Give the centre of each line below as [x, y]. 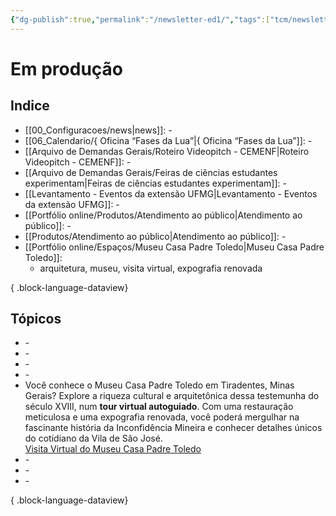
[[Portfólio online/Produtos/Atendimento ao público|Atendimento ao [163, 215]
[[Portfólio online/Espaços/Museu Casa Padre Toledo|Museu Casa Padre [174, 247]
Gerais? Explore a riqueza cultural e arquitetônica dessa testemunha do [172, 396]
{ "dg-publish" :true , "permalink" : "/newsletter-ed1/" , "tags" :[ [140, 19]
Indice [30, 106]
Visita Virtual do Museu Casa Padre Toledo [113, 449]
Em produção [66, 68]
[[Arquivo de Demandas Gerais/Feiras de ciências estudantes [151, 172]
